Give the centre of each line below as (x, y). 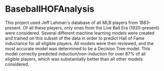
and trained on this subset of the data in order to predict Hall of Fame (75, 38)
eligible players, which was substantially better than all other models (74, 59)
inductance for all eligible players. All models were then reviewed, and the (80, 43)
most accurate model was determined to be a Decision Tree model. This (78, 48)
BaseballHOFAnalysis (50, 9)
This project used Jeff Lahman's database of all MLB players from (71, 23)
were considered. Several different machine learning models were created (80, 33)
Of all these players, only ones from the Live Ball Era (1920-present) (91, 27)
